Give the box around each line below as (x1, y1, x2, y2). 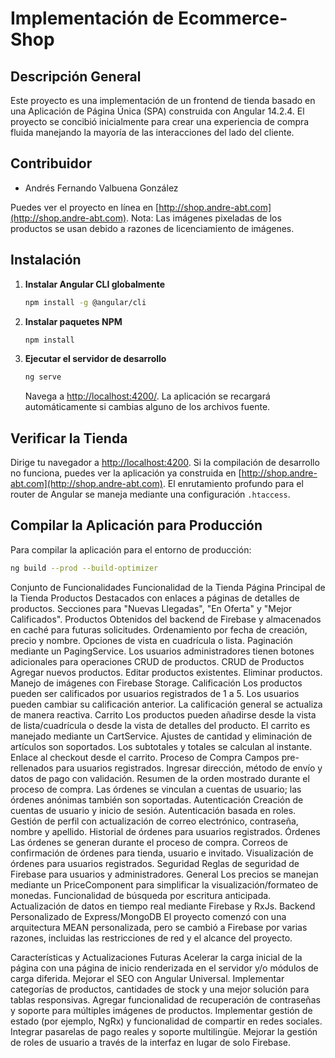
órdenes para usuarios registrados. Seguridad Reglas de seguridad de (10, 857, 300, 869)
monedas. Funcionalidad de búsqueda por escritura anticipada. (10, 889, 272, 901)
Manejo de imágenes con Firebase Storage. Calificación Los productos (10, 677, 303, 689)
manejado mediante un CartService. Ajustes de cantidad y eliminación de (10, 730, 313, 742)
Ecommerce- (177, 7, 288, 30)
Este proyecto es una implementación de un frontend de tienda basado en (10, 95, 316, 106)
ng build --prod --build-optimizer (10, 563, 159, 573)
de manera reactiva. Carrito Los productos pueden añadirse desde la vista (10, 708, 317, 721)
